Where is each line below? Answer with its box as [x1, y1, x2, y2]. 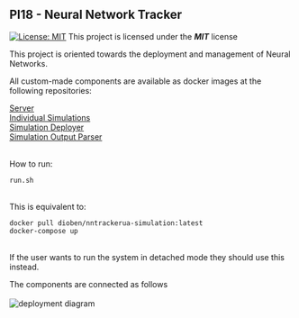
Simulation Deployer [9, 122, 85, 132]
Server [9, 103, 34, 114]
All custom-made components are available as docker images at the [9, 76, 262, 86]
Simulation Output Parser [9, 131, 103, 142]
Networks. [9, 58, 48, 68]
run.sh [9, 176, 34, 185]
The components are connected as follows [9, 278, 168, 289]
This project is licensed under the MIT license [68, 31, 239, 41]
